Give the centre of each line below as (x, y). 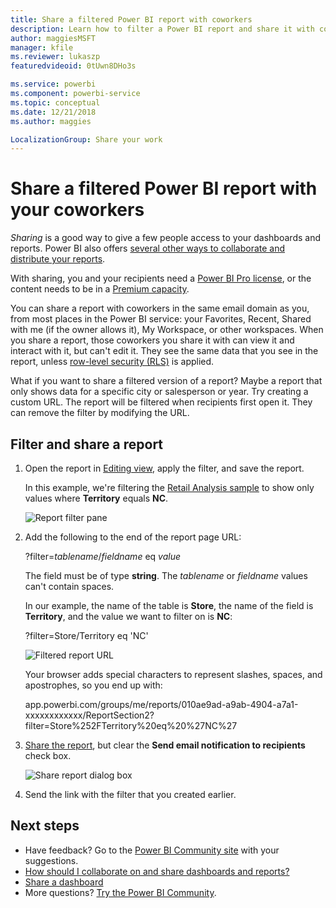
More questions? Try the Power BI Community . (120, 892)
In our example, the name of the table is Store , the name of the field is (169, 605)
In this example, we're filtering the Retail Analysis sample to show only (169, 487)
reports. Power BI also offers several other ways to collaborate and (148, 248)
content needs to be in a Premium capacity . (100, 289)
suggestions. (51, 860)
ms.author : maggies (51, 121)
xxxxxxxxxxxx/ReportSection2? (89, 715)
